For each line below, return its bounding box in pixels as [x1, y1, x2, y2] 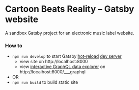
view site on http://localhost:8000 [19, 59, 88, 65]
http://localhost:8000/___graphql [19, 69, 86, 75]
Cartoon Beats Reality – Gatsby [5, 3, 134, 15]
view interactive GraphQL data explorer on [19, 64, 106, 69]
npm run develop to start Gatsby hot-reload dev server [12, 53, 122, 59]
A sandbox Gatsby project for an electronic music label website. [5, 30, 134, 36]
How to [5, 42, 23, 49]
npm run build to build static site [12, 79, 78, 85]
